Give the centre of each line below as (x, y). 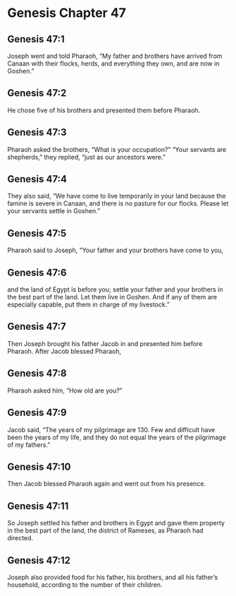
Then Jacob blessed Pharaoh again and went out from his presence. (107, 484)
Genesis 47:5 (37, 233)
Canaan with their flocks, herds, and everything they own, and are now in (113, 64)
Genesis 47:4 (37, 179)
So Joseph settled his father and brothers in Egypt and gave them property (116, 523)
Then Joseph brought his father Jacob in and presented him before (105, 343)
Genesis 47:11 (38, 506)
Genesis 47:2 (37, 93)
